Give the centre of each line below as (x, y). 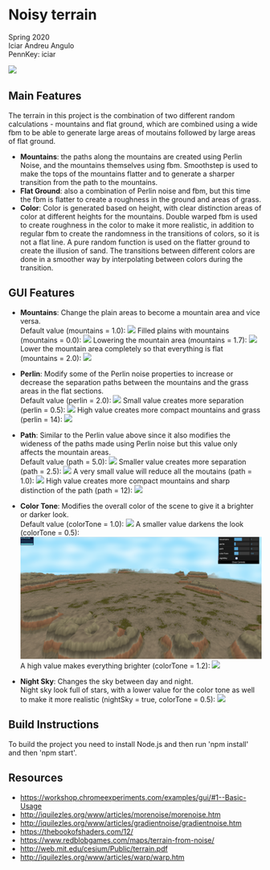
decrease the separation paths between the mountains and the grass (134, 382)
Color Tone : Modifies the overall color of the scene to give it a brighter (137, 506)
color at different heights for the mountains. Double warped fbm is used (139, 216)
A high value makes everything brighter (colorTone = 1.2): (115, 666)
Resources (36, 778)
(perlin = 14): (41, 419)
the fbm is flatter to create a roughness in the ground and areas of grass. (141, 199)
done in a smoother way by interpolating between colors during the (131, 259)
